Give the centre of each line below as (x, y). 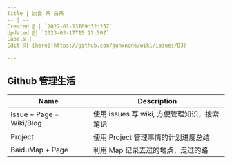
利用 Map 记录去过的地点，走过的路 (151, 150)
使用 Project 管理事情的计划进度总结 (152, 137)
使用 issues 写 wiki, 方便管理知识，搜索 (156, 114)
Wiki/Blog (26, 123)
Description (157, 101)
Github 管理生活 (41, 81)
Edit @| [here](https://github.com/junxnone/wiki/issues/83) (97, 45)
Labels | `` (24, 39)
